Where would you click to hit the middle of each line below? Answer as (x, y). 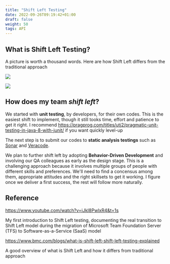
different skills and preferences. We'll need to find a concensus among (79, 171)
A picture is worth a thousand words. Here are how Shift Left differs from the (85, 61)
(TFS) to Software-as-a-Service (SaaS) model (53, 231)
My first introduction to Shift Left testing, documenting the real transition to (83, 220)
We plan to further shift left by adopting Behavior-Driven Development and (84, 155)
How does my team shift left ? (52, 102)
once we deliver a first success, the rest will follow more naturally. (74, 182)
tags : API (16, 29)
